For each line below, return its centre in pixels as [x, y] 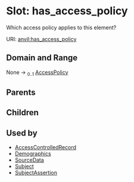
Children [22, 112]
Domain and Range [42, 58]
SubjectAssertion [36, 173]
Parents [21, 92]
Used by [22, 133]
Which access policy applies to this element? [61, 27]
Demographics [33, 154]
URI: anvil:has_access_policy [41, 39]
